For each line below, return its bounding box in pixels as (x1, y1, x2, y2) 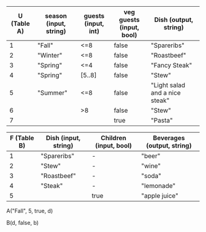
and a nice (151, 89, 181, 97)
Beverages (153, 134, 185, 142)
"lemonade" (140, 182, 176, 190)
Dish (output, (154, 15, 194, 24)
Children (101, 134, 127, 142)
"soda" (140, 171, 161, 180)
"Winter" (37, 51, 63, 59)
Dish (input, (45, 134, 81, 142)
